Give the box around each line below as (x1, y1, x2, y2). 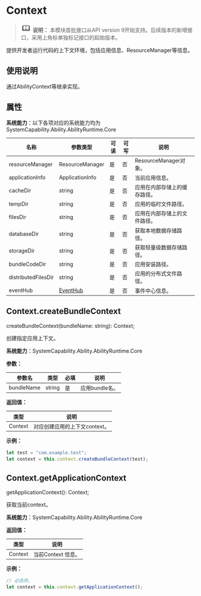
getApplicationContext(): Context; (6, 488, 90, 495)
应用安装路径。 (134, 261, 172, 268)
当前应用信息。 (134, 174, 172, 181)
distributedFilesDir (8, 273, 54, 281)
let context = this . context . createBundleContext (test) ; (6, 456, 148, 463)
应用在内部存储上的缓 (134, 183, 187, 190)
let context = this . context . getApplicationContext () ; (6, 584, 144, 590)
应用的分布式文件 (134, 270, 177, 277)
